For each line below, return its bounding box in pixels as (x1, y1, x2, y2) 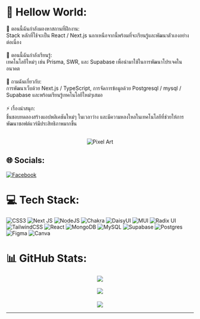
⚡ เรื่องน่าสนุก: (6, 104, 36, 112)
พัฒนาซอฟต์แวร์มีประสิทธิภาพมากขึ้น (6, 120, 77, 127)
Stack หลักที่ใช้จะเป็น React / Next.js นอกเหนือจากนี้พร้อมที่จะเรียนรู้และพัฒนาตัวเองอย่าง (6, 32, 189, 39)
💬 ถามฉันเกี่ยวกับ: (6, 77, 42, 85)
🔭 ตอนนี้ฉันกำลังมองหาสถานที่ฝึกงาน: (6, 25, 80, 32)
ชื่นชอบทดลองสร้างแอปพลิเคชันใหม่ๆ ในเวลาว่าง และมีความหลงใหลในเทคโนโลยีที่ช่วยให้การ (6, 113, 185, 120)
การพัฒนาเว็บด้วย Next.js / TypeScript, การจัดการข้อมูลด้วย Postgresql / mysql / (6, 85, 182, 92)
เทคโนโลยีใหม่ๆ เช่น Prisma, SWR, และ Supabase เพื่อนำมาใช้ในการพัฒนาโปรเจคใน (6, 58, 183, 65)
